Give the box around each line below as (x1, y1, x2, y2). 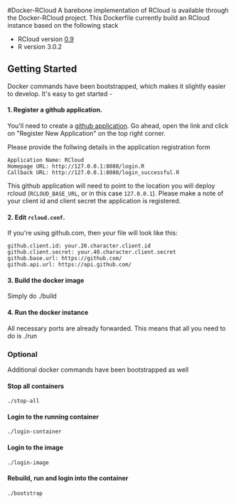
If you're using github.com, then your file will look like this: (7, 229, 178, 237)
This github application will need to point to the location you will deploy (7, 181, 215, 191)
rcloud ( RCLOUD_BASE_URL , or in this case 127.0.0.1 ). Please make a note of (7, 189, 224, 198)
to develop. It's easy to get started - (7, 89, 112, 98)
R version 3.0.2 (17, 43, 63, 50)
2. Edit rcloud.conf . (7, 213, 65, 221)
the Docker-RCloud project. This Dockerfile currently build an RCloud (7, 14, 210, 22)
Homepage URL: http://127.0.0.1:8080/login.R (7, 163, 144, 170)
